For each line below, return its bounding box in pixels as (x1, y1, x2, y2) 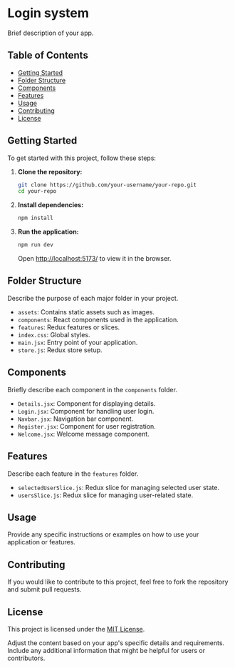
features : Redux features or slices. (17, 323, 120, 331)
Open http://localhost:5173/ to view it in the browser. (17, 254, 172, 263)
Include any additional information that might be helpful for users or (7, 646, 205, 654)
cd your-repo (17, 188, 57, 195)
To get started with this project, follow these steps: (7, 154, 157, 162)
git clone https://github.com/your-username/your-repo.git (17, 181, 197, 189)
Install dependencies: (17, 201, 84, 209)
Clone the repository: (17, 167, 83, 176)
